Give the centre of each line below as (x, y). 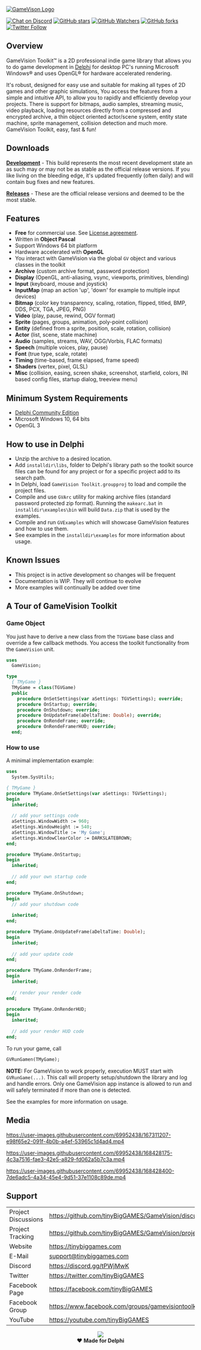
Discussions (26, 1219)
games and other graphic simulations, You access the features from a (92, 91)
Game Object (26, 623)
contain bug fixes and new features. (51, 182)
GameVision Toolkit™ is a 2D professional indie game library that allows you (99, 61)
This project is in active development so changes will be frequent (95, 575)
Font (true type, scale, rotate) (51, 354)
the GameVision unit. (31, 649)
